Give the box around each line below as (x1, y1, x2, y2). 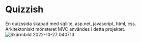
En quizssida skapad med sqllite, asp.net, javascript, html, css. (5, 20, 136, 27)
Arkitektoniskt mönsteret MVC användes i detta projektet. (5, 26, 126, 32)
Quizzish (5, 4, 44, 15)
